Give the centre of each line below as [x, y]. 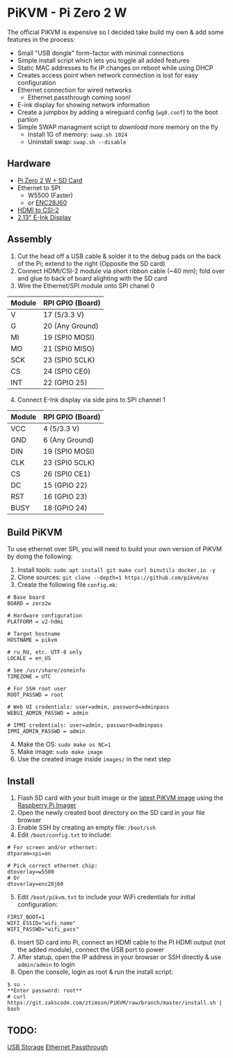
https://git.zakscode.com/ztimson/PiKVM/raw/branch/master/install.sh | [115, 1003]
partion [27, 119]
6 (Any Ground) [69, 440]
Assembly [30, 239]
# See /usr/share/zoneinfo [46, 671]
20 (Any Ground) [71, 326]
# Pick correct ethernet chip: [53, 866]
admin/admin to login [46, 965]
